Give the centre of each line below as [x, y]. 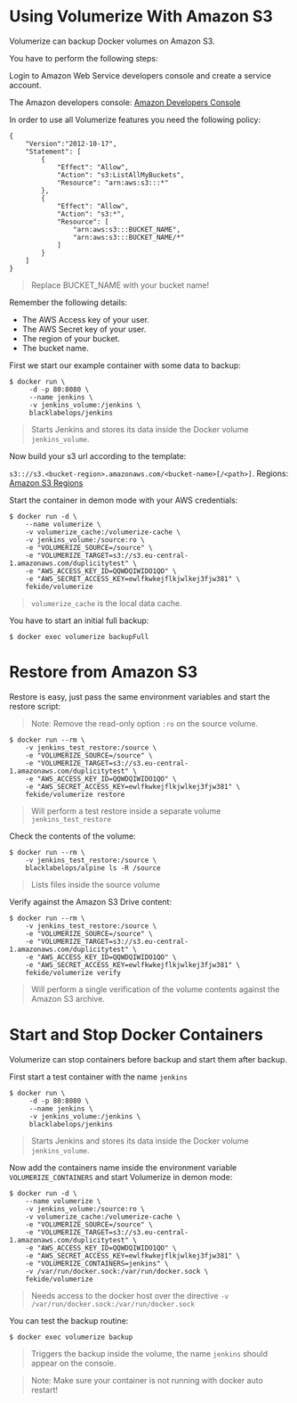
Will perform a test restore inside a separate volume [126, 811]
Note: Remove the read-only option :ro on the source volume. [144, 723]
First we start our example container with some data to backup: [125, 365]
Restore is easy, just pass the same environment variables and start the [140, 696]
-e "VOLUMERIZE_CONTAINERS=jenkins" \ [97, 1263]
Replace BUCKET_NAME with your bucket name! [120, 285]
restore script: [35, 706]
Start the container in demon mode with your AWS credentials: [124, 500]
